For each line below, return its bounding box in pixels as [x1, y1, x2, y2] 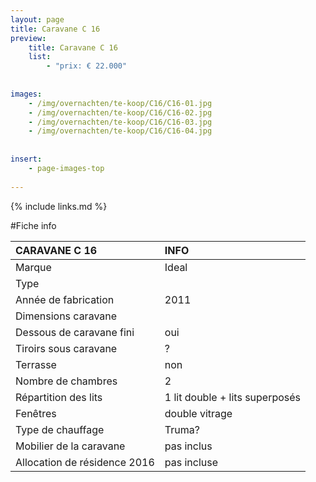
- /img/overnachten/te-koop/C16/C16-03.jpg [28, 117, 213, 127]
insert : [10, 154, 43, 164]
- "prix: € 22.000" [46, 61, 128, 71]
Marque [15, 260, 52, 274]
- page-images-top [28, 163, 105, 173]
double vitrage [164, 406, 233, 420]
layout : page [10, 14, 65, 25]
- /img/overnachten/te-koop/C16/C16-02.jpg [28, 107, 213, 118]
